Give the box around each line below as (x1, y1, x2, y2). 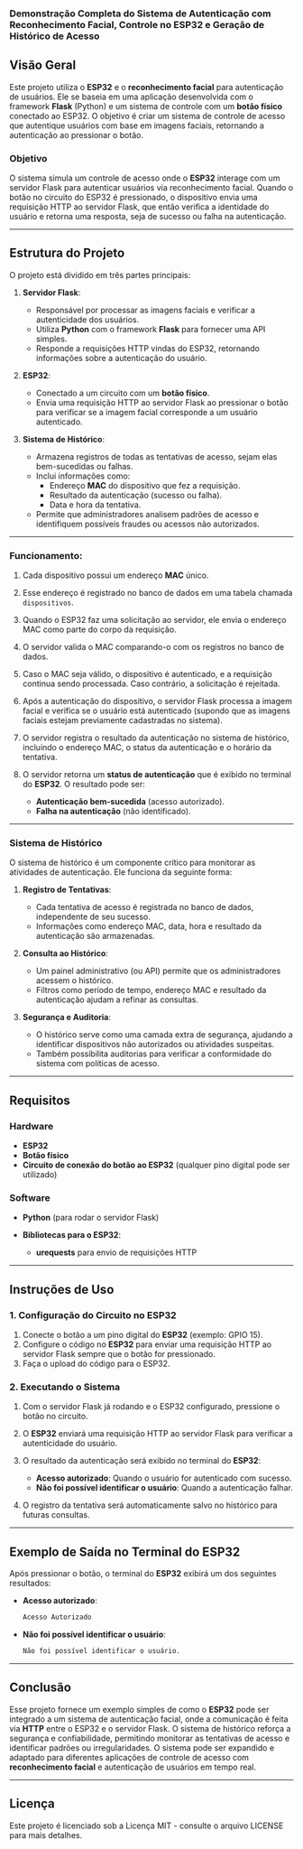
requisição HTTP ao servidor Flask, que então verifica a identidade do (9, 201, 270, 212)
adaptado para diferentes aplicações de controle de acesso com (9, 1751, 250, 1762)
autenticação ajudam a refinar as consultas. (35, 994, 199, 1005)
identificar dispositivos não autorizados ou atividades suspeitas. (35, 1039, 275, 1050)
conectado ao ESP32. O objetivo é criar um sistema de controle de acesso (9, 110, 286, 121)
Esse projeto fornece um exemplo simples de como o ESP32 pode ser (9, 1704, 270, 1714)
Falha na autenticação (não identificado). (35, 806, 191, 817)
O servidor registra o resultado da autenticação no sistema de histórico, (22, 732, 290, 743)
